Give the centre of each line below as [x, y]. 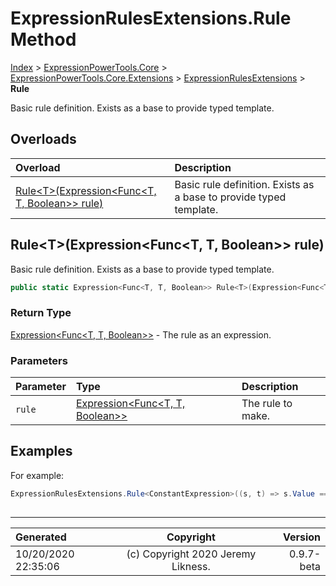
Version [301, 537]
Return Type [41, 313]
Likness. [191, 566]
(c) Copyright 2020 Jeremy [191, 554]
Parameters [39, 360]
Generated [41, 537]
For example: [37, 475]
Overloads [43, 139]
